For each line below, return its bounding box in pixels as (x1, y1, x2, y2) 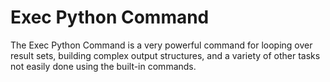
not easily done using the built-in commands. (10, 60, 197, 72)
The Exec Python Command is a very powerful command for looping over (10, 39, 313, 51)
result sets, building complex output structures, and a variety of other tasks (10, 49, 321, 61)
